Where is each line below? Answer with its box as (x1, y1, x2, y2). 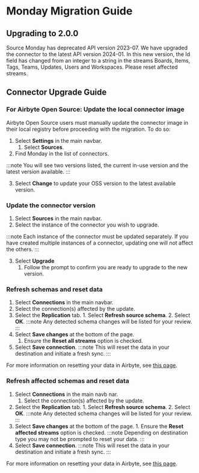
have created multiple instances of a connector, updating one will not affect (6, 239, 194, 246)
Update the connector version (6, 201, 96, 209)
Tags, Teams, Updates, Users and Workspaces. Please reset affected (6, 63, 179, 70)
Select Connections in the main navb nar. (14, 390, 118, 398)
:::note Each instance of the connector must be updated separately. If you (6, 233, 189, 240)
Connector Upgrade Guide (6, 87, 107, 98)
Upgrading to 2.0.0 (6, 28, 79, 39)
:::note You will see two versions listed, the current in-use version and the (6, 161, 188, 169)
